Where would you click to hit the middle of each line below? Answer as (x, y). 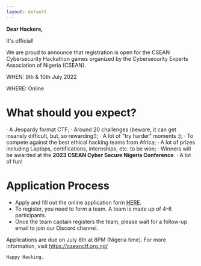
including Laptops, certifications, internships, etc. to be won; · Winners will (99, 149)
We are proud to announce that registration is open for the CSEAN (88, 52)
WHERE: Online (25, 88)
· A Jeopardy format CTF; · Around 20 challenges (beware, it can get (91, 129)
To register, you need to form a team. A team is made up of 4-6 (93, 209)
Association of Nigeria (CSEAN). (46, 65)
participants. (30, 215)
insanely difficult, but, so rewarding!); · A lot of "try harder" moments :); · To (100, 135)
